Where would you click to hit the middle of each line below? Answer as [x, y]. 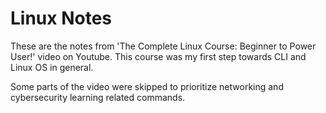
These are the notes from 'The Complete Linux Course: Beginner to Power [163, 46]
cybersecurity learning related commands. [98, 97]
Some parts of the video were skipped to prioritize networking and [147, 86]
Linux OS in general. [52, 67]
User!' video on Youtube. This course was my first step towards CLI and [158, 56]
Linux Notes [61, 18]
